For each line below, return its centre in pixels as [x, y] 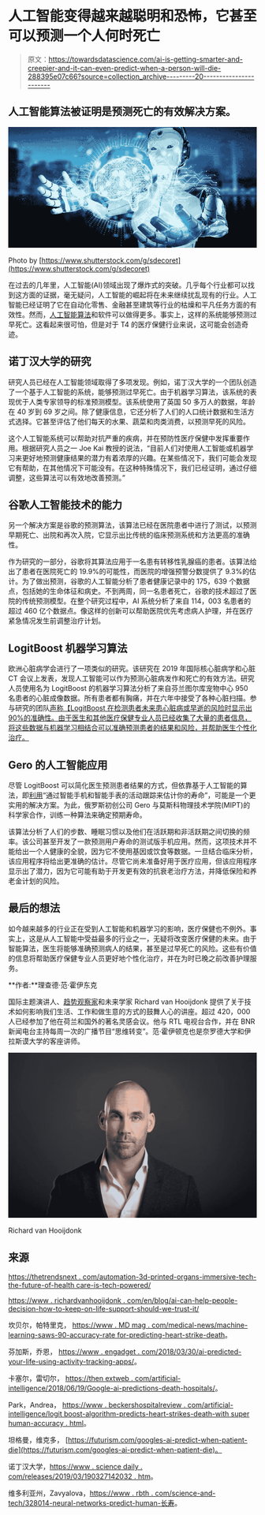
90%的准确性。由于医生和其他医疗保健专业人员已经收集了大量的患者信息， [130, 718]
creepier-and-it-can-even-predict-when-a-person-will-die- [124, 68]
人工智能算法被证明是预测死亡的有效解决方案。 [122, 112]
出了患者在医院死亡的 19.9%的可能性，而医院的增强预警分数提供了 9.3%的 [129, 572]
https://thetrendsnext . [45, 1277]
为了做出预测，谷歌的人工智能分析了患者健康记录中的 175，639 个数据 [136, 581]
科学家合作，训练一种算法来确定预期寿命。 [77, 815]
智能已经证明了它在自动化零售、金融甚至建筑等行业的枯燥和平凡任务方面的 [129, 304]
